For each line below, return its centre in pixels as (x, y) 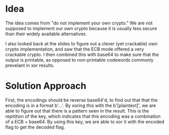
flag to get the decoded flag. (35, 127)
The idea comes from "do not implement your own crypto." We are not (79, 23)
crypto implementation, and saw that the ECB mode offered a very (75, 49)
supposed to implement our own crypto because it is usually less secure (81, 28)
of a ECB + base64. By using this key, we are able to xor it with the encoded (85, 121)
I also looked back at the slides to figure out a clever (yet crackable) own (81, 43)
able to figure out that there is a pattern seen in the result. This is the (77, 111)
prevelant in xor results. (30, 65)
